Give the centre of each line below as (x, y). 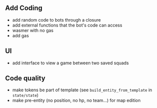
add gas (20, 35)
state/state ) (25, 95)
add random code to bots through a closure (57, 20)
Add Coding (24, 8)
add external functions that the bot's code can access (67, 25)
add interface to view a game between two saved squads (71, 63)
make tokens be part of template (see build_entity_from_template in (82, 90)
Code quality (25, 78)
